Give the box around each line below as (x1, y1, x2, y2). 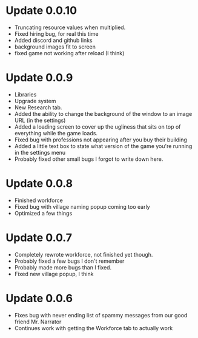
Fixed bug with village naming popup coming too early (14, 203, 150, 210)
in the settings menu (14, 149, 66, 156)
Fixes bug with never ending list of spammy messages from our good (14, 311, 188, 319)
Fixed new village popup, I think (14, 270, 94, 277)
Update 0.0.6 (5, 291, 73, 305)
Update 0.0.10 (5, 4, 77, 18)
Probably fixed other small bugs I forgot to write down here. (14, 155, 163, 163)
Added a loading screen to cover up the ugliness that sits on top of (14, 123, 181, 130)
